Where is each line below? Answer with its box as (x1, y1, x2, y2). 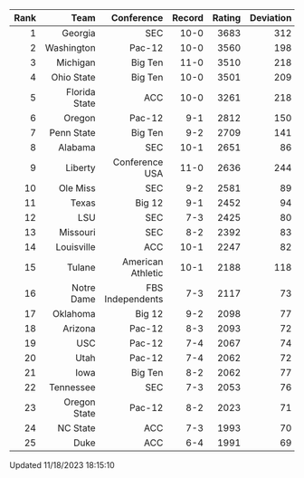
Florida (66, 86, 97, 98)
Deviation (249, 12, 292, 24)
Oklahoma (52, 308, 97, 320)
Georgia (62, 27, 97, 39)
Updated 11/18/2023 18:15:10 (9, 460, 115, 470)
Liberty (65, 162, 97, 174)
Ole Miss (58, 182, 97, 194)
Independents (104, 293, 164, 305)
